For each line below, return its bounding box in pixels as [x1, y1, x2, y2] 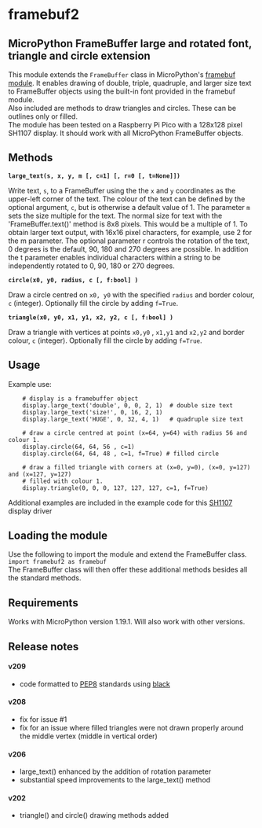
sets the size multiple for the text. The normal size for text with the [8, 211, 223, 220]
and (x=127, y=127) [8, 470, 72, 478]
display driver [8, 506, 53, 516]
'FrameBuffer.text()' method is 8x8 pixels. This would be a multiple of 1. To [8, 219, 249, 229]
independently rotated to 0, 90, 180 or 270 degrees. [8, 261, 175, 270]
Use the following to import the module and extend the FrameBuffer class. [8, 550, 247, 559]
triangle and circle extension [8, 49, 151, 62]
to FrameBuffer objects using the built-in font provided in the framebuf [8, 86, 236, 96]
